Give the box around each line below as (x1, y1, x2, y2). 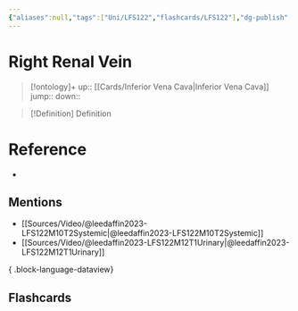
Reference (8, 139, 87, 159)
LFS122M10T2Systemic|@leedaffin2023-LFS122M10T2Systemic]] (21, 228, 264, 239)
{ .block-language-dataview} (8, 265, 114, 275)
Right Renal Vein (8, 51, 133, 71)
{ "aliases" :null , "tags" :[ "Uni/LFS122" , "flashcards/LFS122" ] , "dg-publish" (8, 13, 289, 22)
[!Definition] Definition (29, 108, 112, 119)
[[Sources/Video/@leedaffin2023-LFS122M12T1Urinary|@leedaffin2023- (21, 238, 290, 248)
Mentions (8, 194, 63, 210)
